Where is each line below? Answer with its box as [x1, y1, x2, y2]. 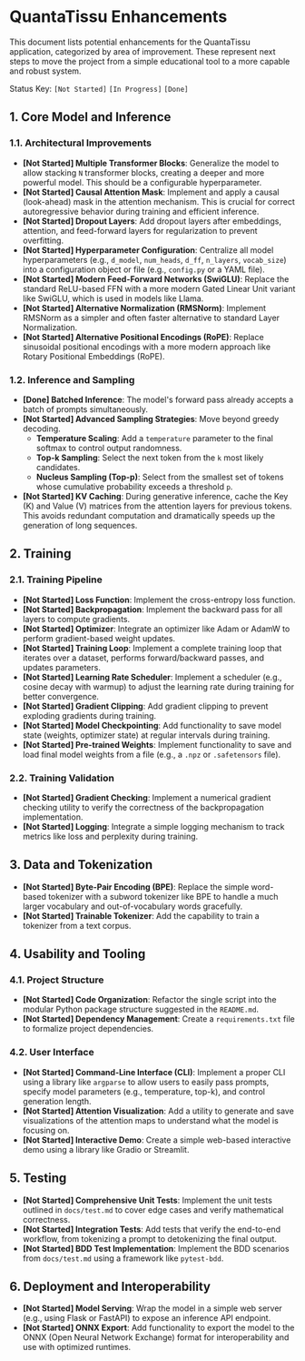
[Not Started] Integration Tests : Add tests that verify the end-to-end [22, 1224, 281, 1235]
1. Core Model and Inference [9, 109, 172, 125]
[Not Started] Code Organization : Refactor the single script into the [22, 994, 277, 1005]
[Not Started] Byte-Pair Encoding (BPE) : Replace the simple [22, 881, 250, 892]
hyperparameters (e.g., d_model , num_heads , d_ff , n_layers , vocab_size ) [22, 254, 288, 265]
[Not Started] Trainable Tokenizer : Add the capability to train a [22, 910, 261, 921]
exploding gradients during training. [22, 710, 157, 721]
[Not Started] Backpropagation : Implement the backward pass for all [22, 603, 283, 615]
